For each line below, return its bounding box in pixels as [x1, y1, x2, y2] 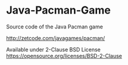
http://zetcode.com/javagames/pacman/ [6, 34, 105, 41]
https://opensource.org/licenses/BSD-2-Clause [6, 52, 122, 59]
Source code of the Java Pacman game [6, 23, 103, 30]
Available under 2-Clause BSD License [6, 45, 101, 53]
